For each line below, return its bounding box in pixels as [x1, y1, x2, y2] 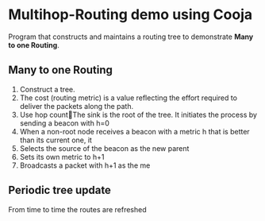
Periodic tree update [8, 184, 111, 197]
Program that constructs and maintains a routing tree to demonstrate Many [8, 32, 254, 41]
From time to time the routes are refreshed [8, 204, 147, 214]
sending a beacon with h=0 [19, 118, 109, 128]
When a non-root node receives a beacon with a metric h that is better [19, 126, 250, 136]
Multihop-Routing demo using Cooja [8, 6, 252, 24]
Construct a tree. [19, 84, 75, 94]
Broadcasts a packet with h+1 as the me [19, 161, 151, 170]
